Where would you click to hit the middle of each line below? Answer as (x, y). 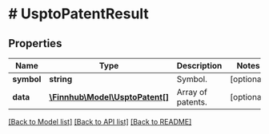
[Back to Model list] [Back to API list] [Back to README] (100, 122)
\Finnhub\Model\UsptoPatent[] (109, 97)
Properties (35, 43)
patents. (192, 102)
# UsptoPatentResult (79, 14)
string (61, 79)
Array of (192, 92)
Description (199, 66)
